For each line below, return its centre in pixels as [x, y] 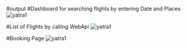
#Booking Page [25, 38]
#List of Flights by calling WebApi [48, 27]
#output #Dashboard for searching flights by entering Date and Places [93, 9]
